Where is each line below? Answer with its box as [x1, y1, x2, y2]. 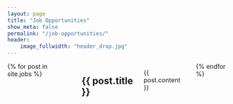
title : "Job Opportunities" [7, 17, 90, 24]
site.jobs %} [7, 70, 42, 78]
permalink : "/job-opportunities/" [7, 30, 109, 37]
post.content [143, 76, 181, 84]
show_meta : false [7, 23, 59, 30]
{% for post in [7, 63, 48, 70]
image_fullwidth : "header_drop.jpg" [20, 43, 129, 50]
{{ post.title [80, 75, 133, 87]
